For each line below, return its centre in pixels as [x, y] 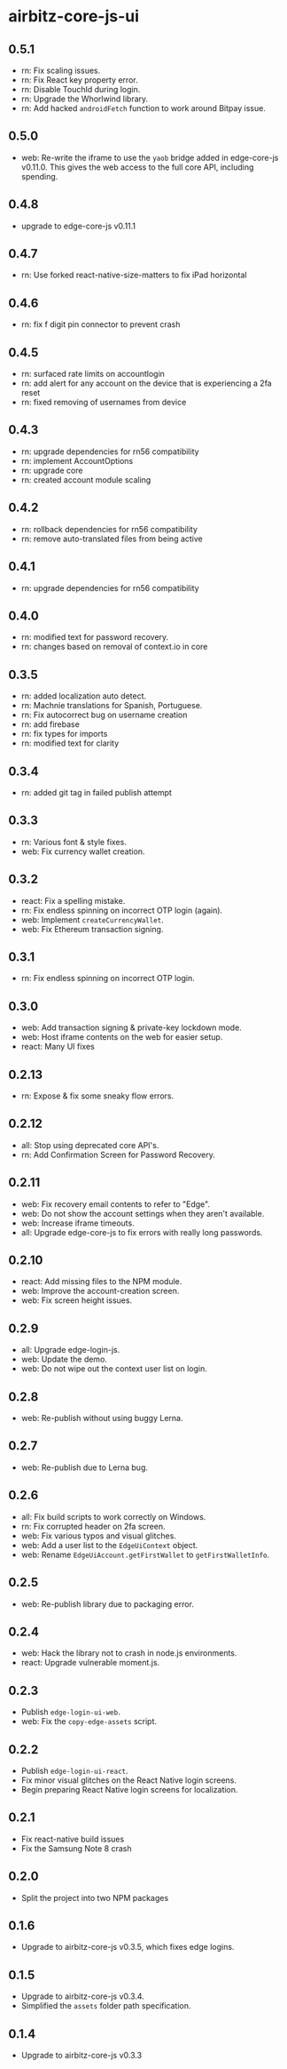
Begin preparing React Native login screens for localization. [129, 1789]
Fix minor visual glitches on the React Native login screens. [128, 1780]
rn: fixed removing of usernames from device [104, 403]
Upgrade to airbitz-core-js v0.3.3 [81, 2055]
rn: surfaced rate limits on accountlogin [93, 374]
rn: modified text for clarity [70, 743]
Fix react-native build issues [73, 1839]
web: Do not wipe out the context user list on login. [114, 1369]
